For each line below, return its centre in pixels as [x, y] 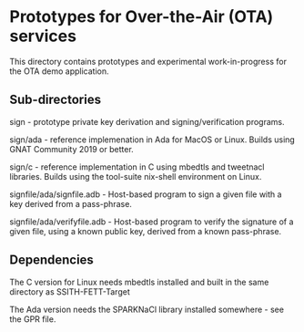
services [43, 36]
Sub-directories [56, 100]
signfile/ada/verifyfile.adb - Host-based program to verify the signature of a [152, 222]
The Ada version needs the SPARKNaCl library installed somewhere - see [147, 309]
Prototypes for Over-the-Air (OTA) [142, 17]
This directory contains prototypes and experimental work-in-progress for [148, 61]
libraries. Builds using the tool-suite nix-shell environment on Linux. [136, 176]
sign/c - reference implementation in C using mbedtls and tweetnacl [137, 167]
